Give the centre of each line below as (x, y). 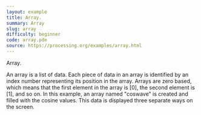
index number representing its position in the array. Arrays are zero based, (99, 81)
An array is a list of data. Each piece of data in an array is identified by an (97, 74)
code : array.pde (27, 40)
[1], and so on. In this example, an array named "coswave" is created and (97, 94)
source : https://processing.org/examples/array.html (74, 46)
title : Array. (24, 18)
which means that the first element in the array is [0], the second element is (101, 87)
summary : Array (25, 23)
